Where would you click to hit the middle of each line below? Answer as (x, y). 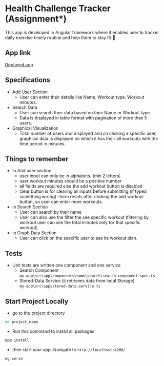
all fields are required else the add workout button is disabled (81, 186)
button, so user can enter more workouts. (61, 202)
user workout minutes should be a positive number (71, 181)
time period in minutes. (42, 143)
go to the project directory (38, 313)
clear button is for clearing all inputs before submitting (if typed (83, 191)
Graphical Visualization (35, 128)
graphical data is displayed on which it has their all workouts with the (89, 138)
